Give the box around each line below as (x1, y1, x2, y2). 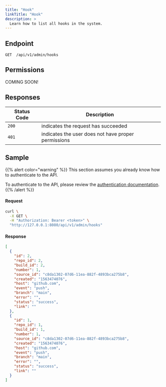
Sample (5, 154, 29, 162)
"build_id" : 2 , (14, 262, 45, 267)
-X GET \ (9, 214, 28, 218)
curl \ (5, 209, 19, 214)
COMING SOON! (5, 79, 39, 85)
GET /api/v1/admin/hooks (5, 52, 58, 57)
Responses (5, 93, 41, 102)
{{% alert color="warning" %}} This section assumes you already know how (5, 167, 160, 172)
